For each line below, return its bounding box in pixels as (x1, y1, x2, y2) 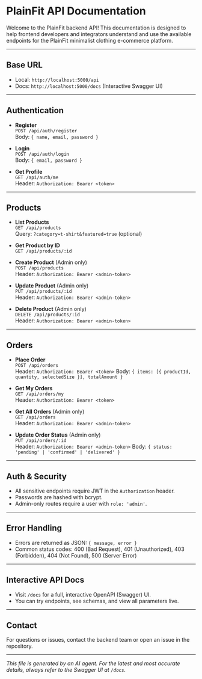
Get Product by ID (14, 242, 60, 249)
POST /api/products (14, 265, 64, 271)
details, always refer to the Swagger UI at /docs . (6, 666, 126, 674)
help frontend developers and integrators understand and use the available (6, 30, 192, 37)
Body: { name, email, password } (14, 133, 99, 140)
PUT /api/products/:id (14, 289, 72, 295)
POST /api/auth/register (14, 128, 78, 134)
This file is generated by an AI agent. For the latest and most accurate (6, 660, 180, 667)
